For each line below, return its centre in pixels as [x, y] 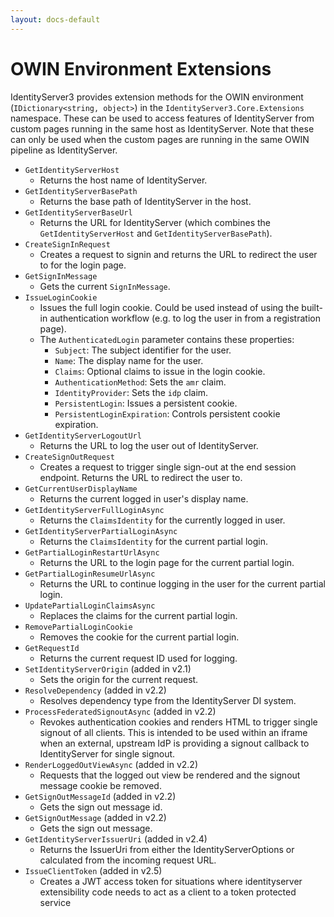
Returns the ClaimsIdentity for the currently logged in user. [162, 520]
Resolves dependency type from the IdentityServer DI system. [168, 700]
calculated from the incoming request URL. [128, 860]
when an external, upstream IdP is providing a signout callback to [174, 743]
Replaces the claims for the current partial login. [138, 615]
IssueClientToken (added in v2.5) [93, 870]
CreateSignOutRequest [69, 457]
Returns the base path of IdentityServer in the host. [145, 201]
